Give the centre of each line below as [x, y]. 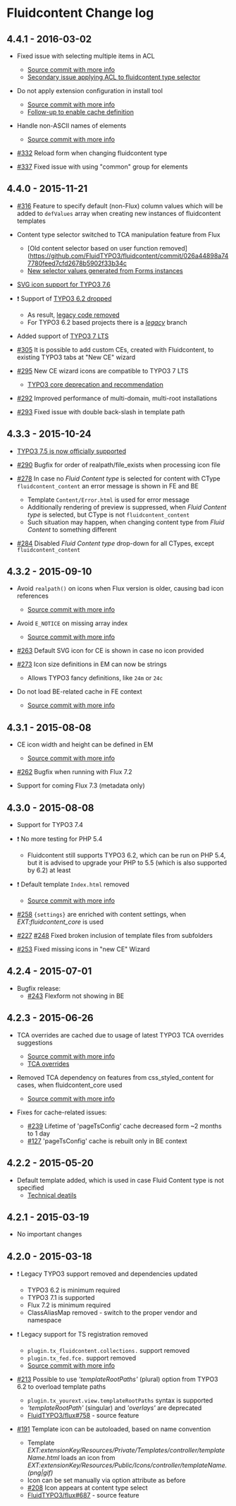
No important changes [49, 1234]
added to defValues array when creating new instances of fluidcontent [119, 213]
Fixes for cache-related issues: [62, 1112]
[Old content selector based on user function [93, 248]
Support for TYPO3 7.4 [50, 825]
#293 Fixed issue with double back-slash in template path [101, 411]
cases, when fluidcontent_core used [69, 1085]
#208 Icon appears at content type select [88, 1488]
